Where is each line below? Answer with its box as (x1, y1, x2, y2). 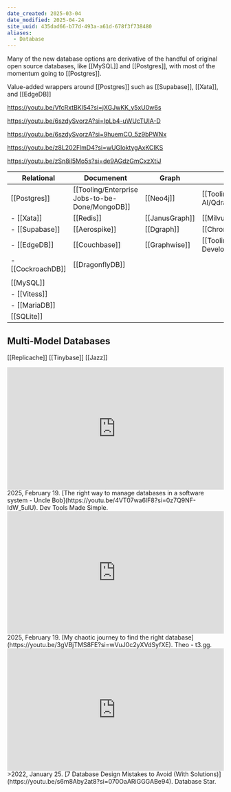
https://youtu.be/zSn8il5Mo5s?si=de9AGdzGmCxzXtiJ (7, 157, 162, 166)
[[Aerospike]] (73, 225, 117, 235)
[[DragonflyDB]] (73, 260, 126, 270)
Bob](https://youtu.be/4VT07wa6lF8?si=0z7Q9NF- (52, 496, 197, 504)
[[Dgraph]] (144, 225, 180, 235)
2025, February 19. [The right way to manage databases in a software (7, 489, 204, 497)
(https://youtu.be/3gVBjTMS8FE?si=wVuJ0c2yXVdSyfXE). (7, 640, 173, 649)
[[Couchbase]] (73, 240, 122, 250)
